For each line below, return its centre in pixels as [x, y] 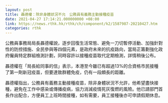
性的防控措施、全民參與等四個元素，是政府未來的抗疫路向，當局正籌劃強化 [82, 49]
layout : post [19, 10]
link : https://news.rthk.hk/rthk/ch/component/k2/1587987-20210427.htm [81, 24]
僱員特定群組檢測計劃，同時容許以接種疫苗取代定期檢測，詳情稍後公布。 [84, 56]
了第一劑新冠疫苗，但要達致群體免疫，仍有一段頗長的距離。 [66, 72]
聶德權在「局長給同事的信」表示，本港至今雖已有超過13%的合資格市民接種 [82, 66]
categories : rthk [23, 28]
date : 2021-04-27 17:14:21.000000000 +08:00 [52, 19]
